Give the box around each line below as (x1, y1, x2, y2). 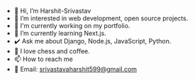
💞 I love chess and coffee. (13, 47, 90, 55)
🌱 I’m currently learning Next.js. (13, 29, 106, 37)
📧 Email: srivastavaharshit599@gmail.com (13, 65, 137, 73)
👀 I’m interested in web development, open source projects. (13, 14, 189, 22)
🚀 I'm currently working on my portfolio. (13, 22, 130, 29)
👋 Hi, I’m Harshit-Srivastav (13, 7, 91, 15)
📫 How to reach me (13, 55, 73, 63)
